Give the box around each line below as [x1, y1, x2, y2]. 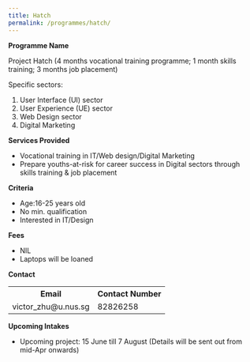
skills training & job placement [19, 168, 118, 177]
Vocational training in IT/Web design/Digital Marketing [19, 151, 196, 160]
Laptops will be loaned [19, 254, 93, 263]
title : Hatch [8, 11, 51, 20]
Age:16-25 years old [19, 198, 86, 208]
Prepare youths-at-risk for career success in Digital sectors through [19, 159, 241, 168]
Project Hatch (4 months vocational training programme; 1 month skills [8, 56, 237, 66]
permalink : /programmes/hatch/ [8, 19, 111, 27]
